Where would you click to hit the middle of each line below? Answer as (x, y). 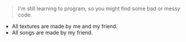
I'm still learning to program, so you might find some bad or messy (99, 9)
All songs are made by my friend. (52, 33)
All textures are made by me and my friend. (64, 26)
